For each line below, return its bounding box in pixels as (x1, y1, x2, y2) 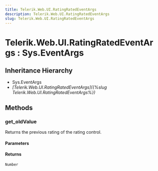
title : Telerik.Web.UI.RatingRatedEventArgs (5, 7, 97, 12)
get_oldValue (5, 118, 37, 125)
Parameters (5, 140, 29, 146)
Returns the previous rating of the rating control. (5, 129, 102, 135)
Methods (5, 104, 33, 112)
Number (5, 162, 18, 167)
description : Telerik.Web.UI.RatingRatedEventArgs (5, 12, 110, 16)
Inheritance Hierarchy (5, 66, 73, 75)
